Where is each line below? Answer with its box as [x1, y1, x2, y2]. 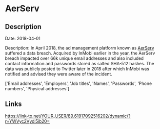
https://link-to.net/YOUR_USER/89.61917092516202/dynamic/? [5, 113, 131, 119]
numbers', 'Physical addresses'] [5, 86, 70, 91]
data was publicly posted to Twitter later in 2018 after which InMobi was [5, 66, 150, 72]
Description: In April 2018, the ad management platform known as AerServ [5, 45, 155, 51]
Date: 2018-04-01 [5, 35, 40, 41]
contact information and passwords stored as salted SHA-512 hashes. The [5, 61, 155, 66]
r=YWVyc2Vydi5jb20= [5, 118, 50, 124]
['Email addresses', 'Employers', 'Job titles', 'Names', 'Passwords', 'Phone [5, 80, 152, 86]
